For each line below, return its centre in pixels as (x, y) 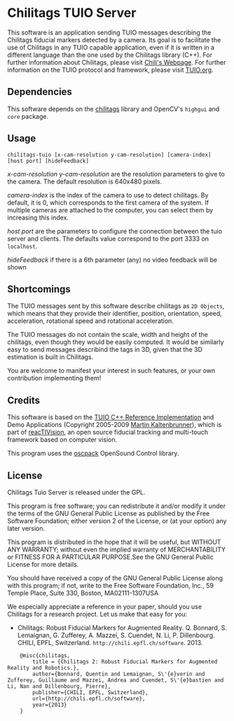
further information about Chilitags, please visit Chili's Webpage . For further (117, 62)
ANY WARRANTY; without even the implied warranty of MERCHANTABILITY (117, 549)
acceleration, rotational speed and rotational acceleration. (90, 321)
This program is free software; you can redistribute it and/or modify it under (117, 506)
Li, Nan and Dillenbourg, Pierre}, (59, 687)
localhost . (22, 246)
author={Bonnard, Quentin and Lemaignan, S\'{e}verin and (119, 674)
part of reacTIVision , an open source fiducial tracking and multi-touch (108, 432)
